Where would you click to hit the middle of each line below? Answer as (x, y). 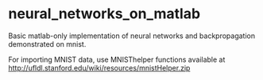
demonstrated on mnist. (47, 44)
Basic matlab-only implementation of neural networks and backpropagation (132, 36)
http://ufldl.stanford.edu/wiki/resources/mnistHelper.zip (99, 67)
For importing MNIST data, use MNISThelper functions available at (117, 59)
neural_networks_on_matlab (104, 14)
